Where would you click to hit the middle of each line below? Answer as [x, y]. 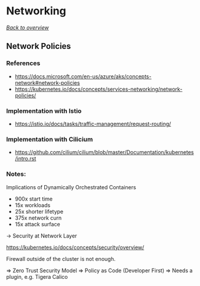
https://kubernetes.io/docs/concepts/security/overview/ [75, 247]
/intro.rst [25, 159]
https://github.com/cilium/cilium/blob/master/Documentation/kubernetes [104, 152]
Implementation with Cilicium [50, 139]
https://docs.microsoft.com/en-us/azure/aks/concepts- [83, 76]
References [23, 63]
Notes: [16, 174]
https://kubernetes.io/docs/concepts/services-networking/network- [99, 89]
